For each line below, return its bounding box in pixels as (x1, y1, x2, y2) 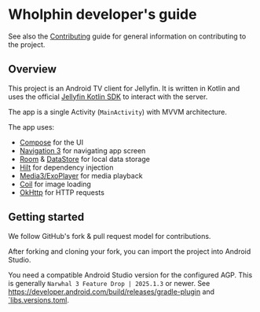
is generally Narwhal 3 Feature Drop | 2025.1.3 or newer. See (8, 278, 211, 288)
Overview (8, 63, 57, 76)
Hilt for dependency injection (19, 163, 114, 172)
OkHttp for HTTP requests (19, 187, 104, 197)
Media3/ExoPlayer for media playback (19, 171, 143, 180)
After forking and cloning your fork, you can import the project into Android (8, 246, 251, 256)
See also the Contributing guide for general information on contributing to (8, 31, 247, 41)
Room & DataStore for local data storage (19, 154, 151, 163)
